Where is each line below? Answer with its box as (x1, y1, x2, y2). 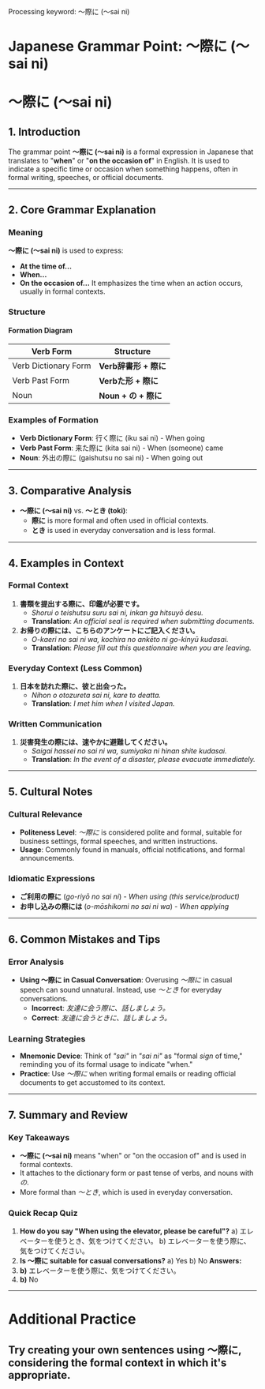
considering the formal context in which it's (8, 1356, 227, 1369)
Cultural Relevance (8, 809, 83, 820)
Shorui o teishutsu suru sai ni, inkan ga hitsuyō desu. (31, 607, 203, 618)
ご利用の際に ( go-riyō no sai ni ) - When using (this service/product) (19, 892, 240, 902)
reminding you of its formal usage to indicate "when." (19, 1060, 193, 1069)
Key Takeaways (8, 1132, 70, 1143)
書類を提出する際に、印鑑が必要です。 (19, 599, 144, 608)
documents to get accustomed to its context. (19, 1078, 166, 1087)
